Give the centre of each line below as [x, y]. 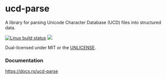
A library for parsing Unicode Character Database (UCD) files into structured [83, 22]
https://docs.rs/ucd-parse [32, 71]
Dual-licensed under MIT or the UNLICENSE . [51, 47]
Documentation [24, 60]
